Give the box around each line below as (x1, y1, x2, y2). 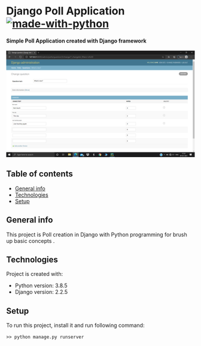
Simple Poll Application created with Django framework (6, 37, 147, 44)
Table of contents (6, 169, 73, 179)
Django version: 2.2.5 (14, 288, 68, 296)
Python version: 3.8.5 (14, 282, 68, 289)
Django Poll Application (6, 4, 125, 18)
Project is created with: (6, 270, 63, 278)
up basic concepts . (6, 237, 55, 244)
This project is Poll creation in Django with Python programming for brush (6, 231, 187, 238)
